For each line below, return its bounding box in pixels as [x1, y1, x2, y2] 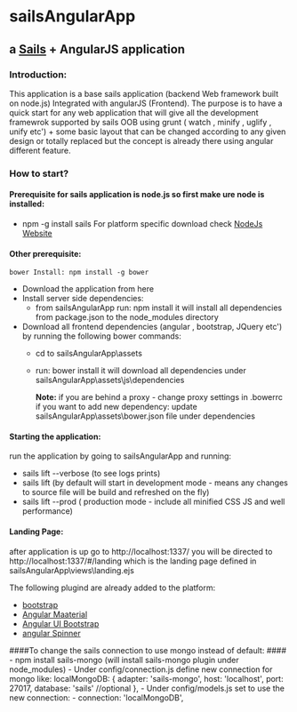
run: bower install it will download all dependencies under [35, 365, 246, 376]
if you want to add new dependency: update [35, 402, 197, 412]
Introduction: [9, 68, 68, 81]
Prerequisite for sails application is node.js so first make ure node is [9, 189, 265, 200]
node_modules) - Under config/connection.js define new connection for [9, 664, 273, 675]
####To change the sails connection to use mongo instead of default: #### [9, 644, 287, 655]
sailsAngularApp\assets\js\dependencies [35, 375, 185, 386]
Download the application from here [21, 284, 154, 294]
